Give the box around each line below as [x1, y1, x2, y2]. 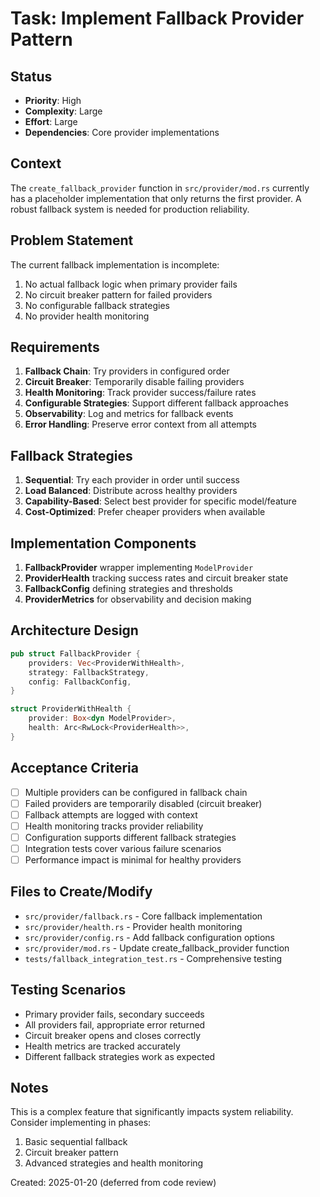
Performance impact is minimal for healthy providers [24, 853, 242, 866]
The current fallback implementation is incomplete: [10, 258, 220, 271]
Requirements [10, 339, 100, 356]
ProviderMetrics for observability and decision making [24, 593, 252, 606]
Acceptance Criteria [10, 760, 139, 777]
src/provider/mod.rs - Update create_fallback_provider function [24, 942, 290, 954]
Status [10, 68, 53, 85]
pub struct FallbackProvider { [10, 648, 141, 659]
